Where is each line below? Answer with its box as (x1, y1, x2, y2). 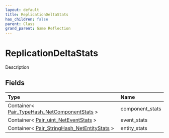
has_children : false (5, 17, 49, 22)
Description (5, 64, 29, 70)
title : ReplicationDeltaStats (5, 12, 69, 17)
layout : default (5, 7, 39, 13)
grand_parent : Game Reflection (5, 26, 71, 31)
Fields (5, 79, 25, 87)
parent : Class (5, 21, 35, 27)
